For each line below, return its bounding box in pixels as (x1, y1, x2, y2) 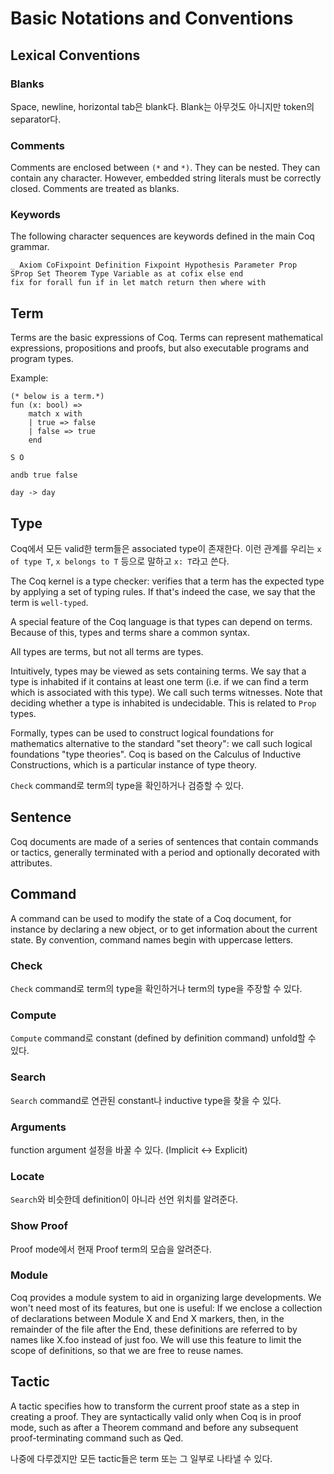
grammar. (10, 241, 50, 253)
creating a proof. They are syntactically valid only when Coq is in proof (10, 1410, 302, 1422)
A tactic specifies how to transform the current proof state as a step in (10, 1400, 300, 1412)
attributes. (10, 857, 53, 869)
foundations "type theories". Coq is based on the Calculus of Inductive (10, 748, 302, 761)
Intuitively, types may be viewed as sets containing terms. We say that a (10, 665, 307, 677)
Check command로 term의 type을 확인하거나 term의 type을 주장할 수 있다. (10, 983, 303, 995)
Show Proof (10, 1219, 68, 1233)
